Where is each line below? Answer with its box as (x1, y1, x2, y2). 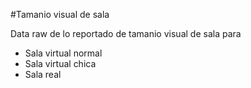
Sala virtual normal (24, 47, 103, 59)
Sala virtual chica (24, 58, 97, 69)
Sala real (24, 69, 62, 80)
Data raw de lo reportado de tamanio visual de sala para (10, 28, 242, 39)
